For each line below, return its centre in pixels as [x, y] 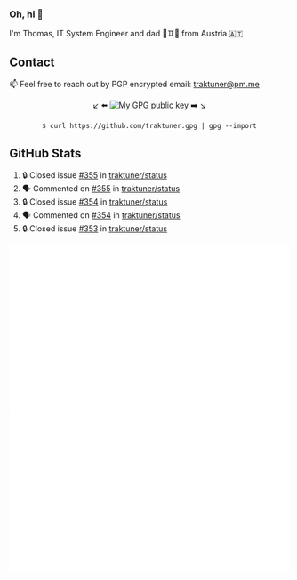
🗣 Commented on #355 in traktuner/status [101, 188]
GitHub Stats [45, 153]
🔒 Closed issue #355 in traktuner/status [94, 175]
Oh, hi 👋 [26, 14]
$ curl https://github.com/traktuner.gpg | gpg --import [149, 126]
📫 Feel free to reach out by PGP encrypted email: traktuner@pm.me [134, 85]
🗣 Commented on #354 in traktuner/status [101, 215]
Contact [32, 62]
